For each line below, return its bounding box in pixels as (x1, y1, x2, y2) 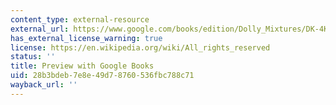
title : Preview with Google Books (10, 61, 155, 71)
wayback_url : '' (10, 80, 78, 90)
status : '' (10, 52, 56, 62)
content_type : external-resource (10, 14, 150, 25)
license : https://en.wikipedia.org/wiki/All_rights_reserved (10, 42, 271, 53)
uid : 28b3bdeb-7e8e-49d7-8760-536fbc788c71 (10, 71, 195, 81)
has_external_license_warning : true (10, 33, 163, 43)
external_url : (10, 24, 70, 34)
